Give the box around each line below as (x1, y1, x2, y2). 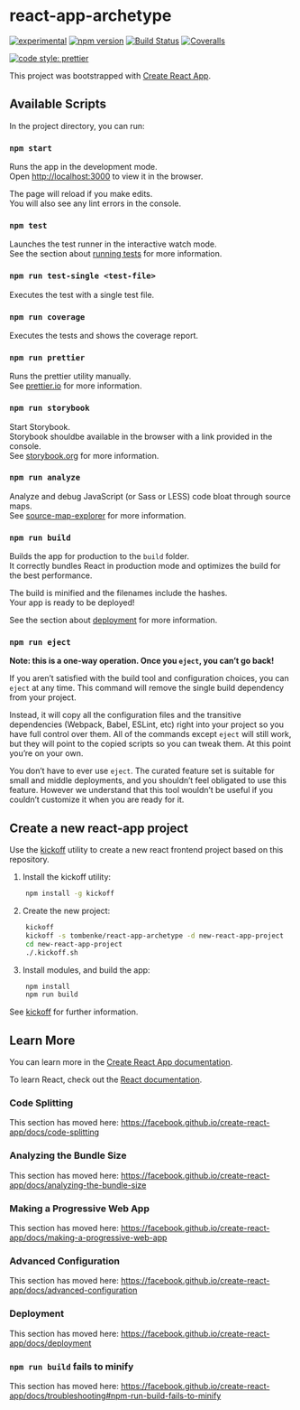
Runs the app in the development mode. (9, 162, 158, 173)
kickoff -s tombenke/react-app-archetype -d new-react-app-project (25, 931, 284, 940)
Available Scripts (9, 97, 106, 112)
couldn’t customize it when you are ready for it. (9, 794, 185, 805)
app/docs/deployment (9, 1338, 92, 1349)
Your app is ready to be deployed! (9, 597, 135, 608)
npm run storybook (9, 403, 90, 414)
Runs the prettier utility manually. (9, 371, 132, 382)
